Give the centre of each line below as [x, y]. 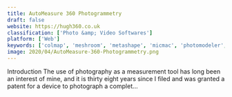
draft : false [26, 20]
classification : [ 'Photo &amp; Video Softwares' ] [80, 33]
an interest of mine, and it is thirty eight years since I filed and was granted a [116, 78]
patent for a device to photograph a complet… [72, 86]
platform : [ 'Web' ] [33, 39]
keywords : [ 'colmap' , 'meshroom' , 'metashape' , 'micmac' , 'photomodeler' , [117, 45]
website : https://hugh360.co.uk [54, 26]
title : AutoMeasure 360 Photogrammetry [65, 13]
